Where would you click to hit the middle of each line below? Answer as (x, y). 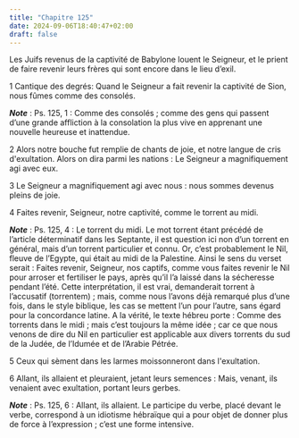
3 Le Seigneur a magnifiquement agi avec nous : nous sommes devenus (142, 186)
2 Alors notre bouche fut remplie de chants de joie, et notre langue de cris (145, 149)
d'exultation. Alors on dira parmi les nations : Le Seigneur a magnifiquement (149, 159)
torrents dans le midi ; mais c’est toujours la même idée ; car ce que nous (144, 325)
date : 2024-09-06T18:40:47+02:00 (71, 26)
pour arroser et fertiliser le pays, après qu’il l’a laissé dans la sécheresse (142, 277)
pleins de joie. (35, 195)
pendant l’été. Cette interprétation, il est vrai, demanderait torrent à (132, 287)
